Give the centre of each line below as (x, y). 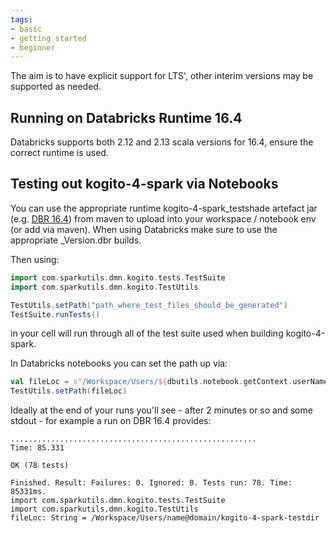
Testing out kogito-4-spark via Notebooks (144, 184)
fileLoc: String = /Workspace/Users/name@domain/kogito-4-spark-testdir (165, 518)
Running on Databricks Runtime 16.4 (126, 117)
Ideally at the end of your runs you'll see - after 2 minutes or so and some (161, 410)
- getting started (48, 38)
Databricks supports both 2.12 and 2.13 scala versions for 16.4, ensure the (162, 142)
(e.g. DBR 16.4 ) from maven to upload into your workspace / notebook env (163, 218)
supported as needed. (56, 87)
